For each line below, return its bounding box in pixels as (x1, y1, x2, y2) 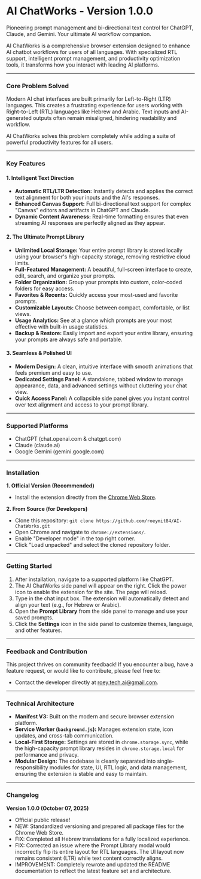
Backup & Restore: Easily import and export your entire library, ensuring (14, 329, 193, 336)
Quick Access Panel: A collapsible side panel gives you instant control (14, 395, 190, 402)
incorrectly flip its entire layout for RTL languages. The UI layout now (14, 848, 184, 855)
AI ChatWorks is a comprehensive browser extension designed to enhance (6, 42, 190, 49)
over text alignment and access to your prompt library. (14, 401, 149, 408)
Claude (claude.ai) (14, 442, 60, 449)
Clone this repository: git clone (14, 517, 94, 524)
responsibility (14, 764, 48, 771)
